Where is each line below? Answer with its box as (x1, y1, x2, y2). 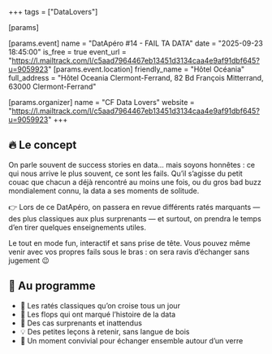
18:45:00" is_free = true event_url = (8, 47, 127, 56)
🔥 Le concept (8, 138, 77, 152)
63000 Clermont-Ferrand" (8, 81, 97, 91)
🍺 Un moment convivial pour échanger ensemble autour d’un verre (19, 335, 244, 345)
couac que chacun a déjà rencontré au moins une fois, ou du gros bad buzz (8, 177, 262, 186)
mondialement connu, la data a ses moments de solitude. (8, 186, 200, 195)
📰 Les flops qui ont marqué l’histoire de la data (19, 309, 176, 319)
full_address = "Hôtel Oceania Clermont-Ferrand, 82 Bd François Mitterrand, (8, 73, 264, 82)
